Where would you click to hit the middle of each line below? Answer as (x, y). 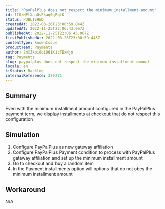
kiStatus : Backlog (24, 71)
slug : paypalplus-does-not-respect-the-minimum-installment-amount (78, 62)
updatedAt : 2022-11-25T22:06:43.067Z (45, 29)
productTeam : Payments (29, 47)
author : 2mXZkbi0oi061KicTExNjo (39, 52)
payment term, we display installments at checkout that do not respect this (83, 114)
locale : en (17, 66)
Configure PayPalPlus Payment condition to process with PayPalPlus (84, 152)
